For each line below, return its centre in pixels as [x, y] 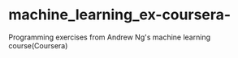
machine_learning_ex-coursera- [120, 15]
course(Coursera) [38, 45]
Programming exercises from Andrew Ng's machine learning [110, 37]
